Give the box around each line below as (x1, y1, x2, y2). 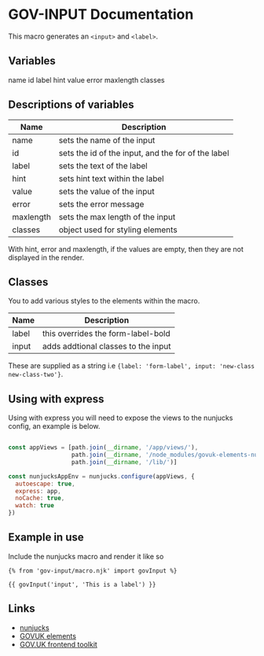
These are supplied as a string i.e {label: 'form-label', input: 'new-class (8, 361, 255, 370)
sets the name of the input (58, 135, 156, 146)
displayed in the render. (8, 252, 85, 262)
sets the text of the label (58, 160, 148, 171)
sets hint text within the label (58, 173, 164, 184)
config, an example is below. (8, 422, 101, 431)
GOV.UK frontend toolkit (19, 639, 98, 649)
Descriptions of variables (8, 98, 134, 112)
